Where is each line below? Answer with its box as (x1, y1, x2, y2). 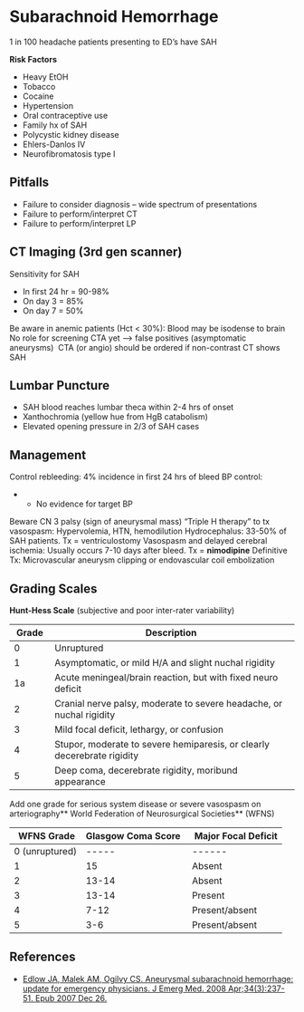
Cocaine (22, 91, 54, 101)
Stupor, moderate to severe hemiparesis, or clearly (53, 738, 270, 750)
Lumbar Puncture (9, 378, 110, 393)
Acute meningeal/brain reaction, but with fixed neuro (53, 671, 279, 683)
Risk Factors (9, 53, 57, 64)
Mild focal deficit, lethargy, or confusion (53, 723, 224, 736)
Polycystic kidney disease (22, 129, 119, 140)
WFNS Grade (17, 830, 75, 842)
